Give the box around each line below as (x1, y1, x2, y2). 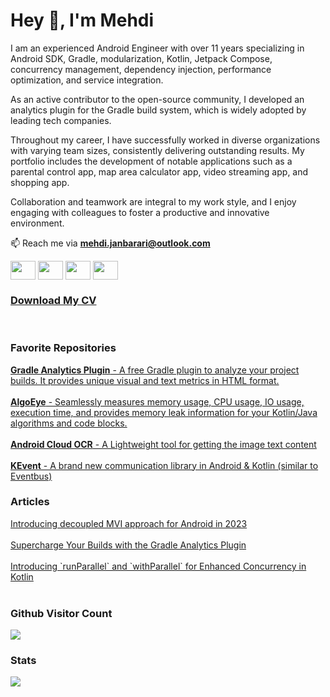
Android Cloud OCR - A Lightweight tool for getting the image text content (10, 438, 317, 450)
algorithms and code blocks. (10, 417, 128, 429)
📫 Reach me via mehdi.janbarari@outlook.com (10, 237, 211, 249)
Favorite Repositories (10, 341, 117, 355)
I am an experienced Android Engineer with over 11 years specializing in (10, 42, 305, 54)
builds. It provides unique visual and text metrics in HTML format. (10, 374, 280, 386)
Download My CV (10, 293, 97, 307)
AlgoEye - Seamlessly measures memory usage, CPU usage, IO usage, (10, 395, 305, 408)
